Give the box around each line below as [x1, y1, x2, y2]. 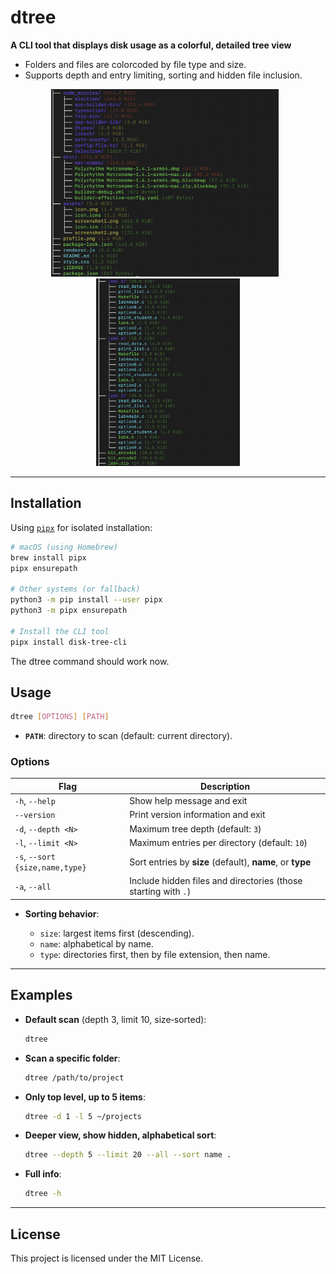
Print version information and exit [129, 809, 266, 821]
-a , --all [14, 880, 52, 892]
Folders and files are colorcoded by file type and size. [24, 58, 247, 70]
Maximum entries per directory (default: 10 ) [129, 836, 308, 848]
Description [200, 780, 251, 792]
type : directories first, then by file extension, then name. [39, 948, 271, 960]
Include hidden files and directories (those [129, 875, 303, 887]
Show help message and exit [129, 795, 248, 807]
